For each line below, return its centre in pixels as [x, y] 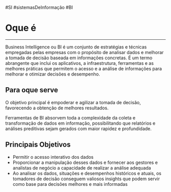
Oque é [21, 28]
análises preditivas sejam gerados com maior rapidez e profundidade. [78, 128]
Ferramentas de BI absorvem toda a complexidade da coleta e [70, 117]
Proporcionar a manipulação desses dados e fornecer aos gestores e [85, 162]
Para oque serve [32, 90]
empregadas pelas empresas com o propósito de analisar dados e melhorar [84, 52]
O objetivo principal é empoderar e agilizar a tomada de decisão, [73, 102]
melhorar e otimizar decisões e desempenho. [53, 74]
